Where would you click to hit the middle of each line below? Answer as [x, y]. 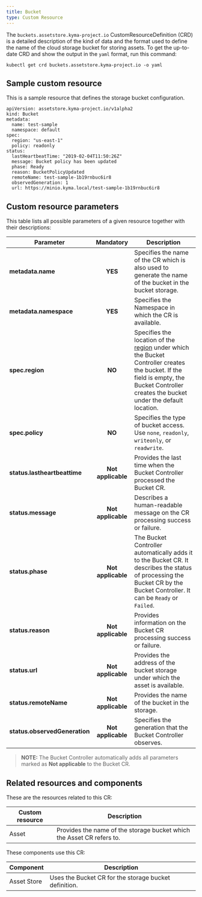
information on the [160, 623]
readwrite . [149, 448]
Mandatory [112, 242]
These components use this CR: [46, 852]
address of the [155, 663]
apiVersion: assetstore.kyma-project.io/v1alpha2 [70, 109]
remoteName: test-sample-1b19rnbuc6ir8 [62, 178]
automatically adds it [164, 553]
